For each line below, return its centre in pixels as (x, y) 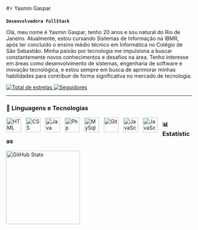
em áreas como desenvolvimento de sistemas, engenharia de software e (94, 63)
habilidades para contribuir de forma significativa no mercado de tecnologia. (99, 76)
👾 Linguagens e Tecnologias (47, 108)
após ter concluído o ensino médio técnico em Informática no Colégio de (94, 45)
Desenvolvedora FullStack (38, 21)
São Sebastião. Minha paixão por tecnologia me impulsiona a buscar (89, 51)
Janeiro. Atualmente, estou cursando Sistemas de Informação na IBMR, (93, 38)
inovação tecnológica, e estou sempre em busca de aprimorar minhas (91, 70)
